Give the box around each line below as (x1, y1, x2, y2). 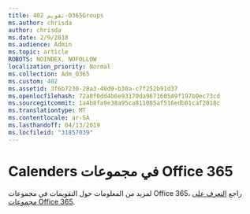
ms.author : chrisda (8, 19, 73, 27)
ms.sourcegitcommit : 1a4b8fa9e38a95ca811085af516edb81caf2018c (8, 99, 221, 107)
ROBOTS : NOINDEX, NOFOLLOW (8, 56, 97, 64)
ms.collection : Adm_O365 (8, 70, 90, 78)
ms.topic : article (8, 48, 69, 56)
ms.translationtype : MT (8, 107, 87, 115)
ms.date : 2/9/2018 (8, 33, 69, 42)
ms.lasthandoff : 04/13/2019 (8, 121, 101, 129)
